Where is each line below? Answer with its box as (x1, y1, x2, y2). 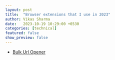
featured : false (5, 30, 39, 35)
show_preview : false (5, 35, 48, 40)
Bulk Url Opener (12, 48, 46, 55)
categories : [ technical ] (5, 26, 57, 31)
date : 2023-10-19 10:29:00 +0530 (5, 21, 79, 26)
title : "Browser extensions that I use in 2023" (5, 12, 111, 17)
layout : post (5, 7, 32, 12)
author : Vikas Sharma (5, 16, 50, 21)
